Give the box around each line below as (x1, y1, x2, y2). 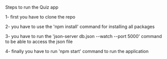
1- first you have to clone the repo (5, 14, 76, 19)
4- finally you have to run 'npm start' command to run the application (5, 48, 149, 54)
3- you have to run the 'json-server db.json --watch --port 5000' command (5, 33, 162, 39)
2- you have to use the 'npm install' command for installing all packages (5, 23, 155, 29)
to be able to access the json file (5, 38, 73, 44)
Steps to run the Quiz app (5, 4, 59, 10)
